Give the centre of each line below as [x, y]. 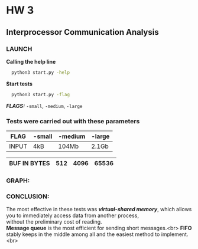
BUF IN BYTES [30, 163]
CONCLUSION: [28, 196]
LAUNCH [19, 49]
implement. [175, 234]
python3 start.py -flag [40, 94]
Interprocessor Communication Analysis [82, 32]
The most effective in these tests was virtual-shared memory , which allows [99, 209]
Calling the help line [31, 61]
